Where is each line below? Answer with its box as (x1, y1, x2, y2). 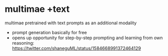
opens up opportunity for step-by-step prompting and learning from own (12, 35, 163, 41)
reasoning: (12, 40, 35, 46)
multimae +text (5, 3, 70, 15)
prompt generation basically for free (12, 29, 87, 35)
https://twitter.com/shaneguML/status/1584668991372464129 (12, 45, 141, 51)
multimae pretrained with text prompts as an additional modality (5, 20, 137, 26)
